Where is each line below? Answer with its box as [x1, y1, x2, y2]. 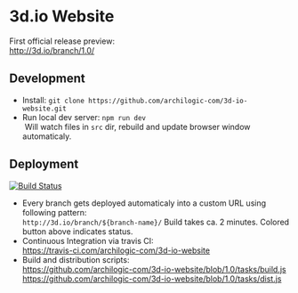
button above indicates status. [21, 225, 133, 237]
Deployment [9, 157, 79, 172]
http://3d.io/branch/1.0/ [9, 45, 95, 55]
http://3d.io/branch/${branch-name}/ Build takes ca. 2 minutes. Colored [21, 216, 290, 227]
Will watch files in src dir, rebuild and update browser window [24, 121, 251, 132]
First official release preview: [9, 36, 116, 46]
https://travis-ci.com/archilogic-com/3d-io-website [21, 245, 211, 256]
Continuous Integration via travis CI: [21, 235, 154, 246]
